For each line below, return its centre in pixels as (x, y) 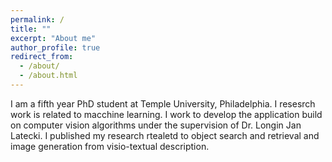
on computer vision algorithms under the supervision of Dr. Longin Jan (156, 125)
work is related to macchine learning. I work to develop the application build (166, 114)
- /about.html (48, 76)
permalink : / (37, 19)
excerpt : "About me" (53, 38)
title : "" (31, 29)
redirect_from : (42, 57)
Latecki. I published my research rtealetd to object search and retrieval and (165, 135)
